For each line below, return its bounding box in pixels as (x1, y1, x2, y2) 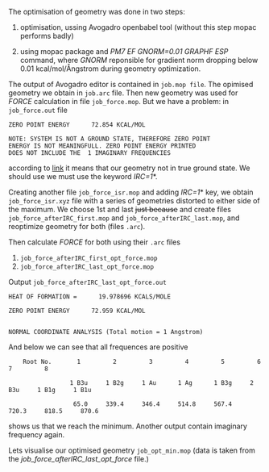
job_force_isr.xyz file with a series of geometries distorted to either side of (8, 196, 260, 205)
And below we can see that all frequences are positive (8, 342, 188, 352)
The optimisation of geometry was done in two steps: (8, 7, 185, 16)
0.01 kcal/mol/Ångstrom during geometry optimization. (19, 64, 201, 73)
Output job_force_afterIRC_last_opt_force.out (8, 278, 167, 286)
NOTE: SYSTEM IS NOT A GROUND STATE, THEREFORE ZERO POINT (8, 135, 211, 143)
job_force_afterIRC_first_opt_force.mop (19, 254, 158, 262)
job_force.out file (8, 105, 68, 115)
